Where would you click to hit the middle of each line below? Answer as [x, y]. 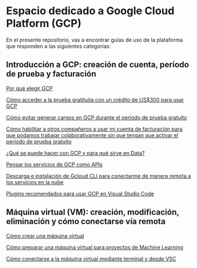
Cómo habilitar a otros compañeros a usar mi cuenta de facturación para [94, 129]
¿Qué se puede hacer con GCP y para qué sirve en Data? [75, 153]
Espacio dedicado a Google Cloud [91, 11]
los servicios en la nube [35, 182]
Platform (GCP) [44, 23]
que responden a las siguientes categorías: [58, 46]
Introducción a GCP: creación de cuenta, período [98, 65]
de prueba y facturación [51, 74]
